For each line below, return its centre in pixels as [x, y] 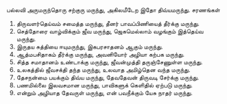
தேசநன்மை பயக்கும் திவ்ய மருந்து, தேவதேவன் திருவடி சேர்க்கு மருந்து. [108, 77]
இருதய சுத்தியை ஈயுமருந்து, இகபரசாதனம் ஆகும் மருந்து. [89, 47]
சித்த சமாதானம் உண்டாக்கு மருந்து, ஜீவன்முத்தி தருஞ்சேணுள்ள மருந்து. [109, 62]
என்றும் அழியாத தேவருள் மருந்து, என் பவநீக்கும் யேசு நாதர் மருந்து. [104, 93]
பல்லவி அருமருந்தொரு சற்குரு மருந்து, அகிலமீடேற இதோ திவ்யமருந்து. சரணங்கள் [113, 10]
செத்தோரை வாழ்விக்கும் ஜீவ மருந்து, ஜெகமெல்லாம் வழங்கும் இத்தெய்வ [110, 31]
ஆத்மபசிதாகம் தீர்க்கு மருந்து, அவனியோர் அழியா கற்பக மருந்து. [100, 54]
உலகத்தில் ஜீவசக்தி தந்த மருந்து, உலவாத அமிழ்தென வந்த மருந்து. [103, 70]
